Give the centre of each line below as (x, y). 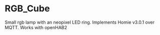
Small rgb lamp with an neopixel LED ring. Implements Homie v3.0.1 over (80, 22)
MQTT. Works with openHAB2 (36, 27)
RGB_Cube (27, 9)
